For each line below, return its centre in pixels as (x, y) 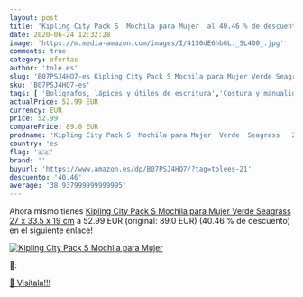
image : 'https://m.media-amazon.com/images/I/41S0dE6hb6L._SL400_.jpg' (147, 43)
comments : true (38, 51)
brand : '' (28, 160)
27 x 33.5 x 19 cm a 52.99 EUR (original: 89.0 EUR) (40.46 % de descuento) (150, 221)
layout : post (34, 18)
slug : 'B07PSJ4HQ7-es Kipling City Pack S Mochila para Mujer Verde (141, 77)
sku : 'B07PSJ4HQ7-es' (50, 85)
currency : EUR (36, 110)
